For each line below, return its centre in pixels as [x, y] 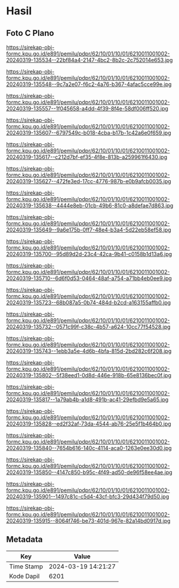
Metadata [24, 539]
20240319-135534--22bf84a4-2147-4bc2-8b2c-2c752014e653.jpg [89, 60]
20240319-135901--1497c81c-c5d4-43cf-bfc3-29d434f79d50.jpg [88, 496]
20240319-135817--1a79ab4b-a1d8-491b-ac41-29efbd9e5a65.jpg [87, 399]
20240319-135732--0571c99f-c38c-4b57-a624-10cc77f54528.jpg [89, 327]
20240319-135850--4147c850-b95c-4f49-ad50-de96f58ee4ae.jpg [89, 472]
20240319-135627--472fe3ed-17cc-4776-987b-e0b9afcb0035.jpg [89, 181]
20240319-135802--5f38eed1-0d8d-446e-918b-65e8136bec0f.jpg [89, 375]
